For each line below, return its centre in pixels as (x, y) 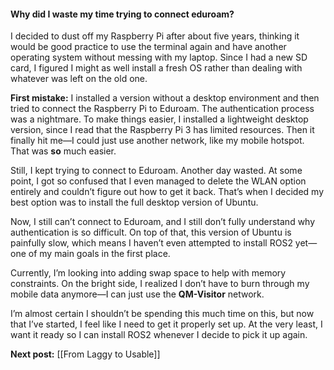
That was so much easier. (63, 151)
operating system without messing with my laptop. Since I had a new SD (159, 57)
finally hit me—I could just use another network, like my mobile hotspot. (157, 141)
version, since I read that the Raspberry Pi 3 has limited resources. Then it (162, 130)
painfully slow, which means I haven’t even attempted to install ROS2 (151, 243)
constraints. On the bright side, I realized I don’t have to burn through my (160, 284)
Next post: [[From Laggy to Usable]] (85, 354)
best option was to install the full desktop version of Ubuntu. (134, 202)
